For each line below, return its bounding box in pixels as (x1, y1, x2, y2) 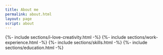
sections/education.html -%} (5, 45, 64, 51)
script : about (5, 21, 35, 26)
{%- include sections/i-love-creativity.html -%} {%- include (5, 34, 126, 40)
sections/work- (127, 34, 158, 40)
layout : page (5, 16, 32, 21)
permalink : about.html (5, 12, 52, 17)
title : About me (5, 7, 39, 12)
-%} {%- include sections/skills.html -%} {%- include (39, 40, 148, 46)
